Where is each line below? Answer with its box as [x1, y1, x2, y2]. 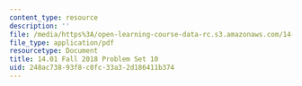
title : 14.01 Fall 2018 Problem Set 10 [9, 55, 159, 64]
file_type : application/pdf [9, 38, 115, 47]
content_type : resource [9, 13, 99, 22]
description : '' [9, 21, 70, 30]
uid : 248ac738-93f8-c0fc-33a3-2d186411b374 [9, 64, 175, 73]
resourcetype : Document [9, 47, 99, 56]
